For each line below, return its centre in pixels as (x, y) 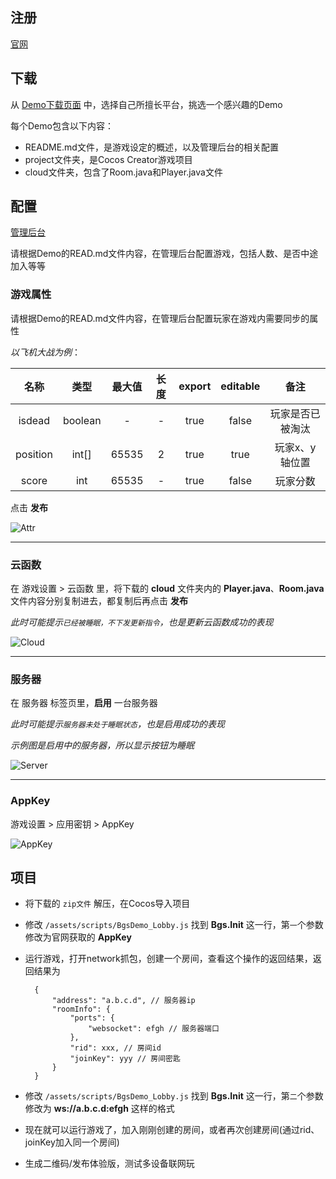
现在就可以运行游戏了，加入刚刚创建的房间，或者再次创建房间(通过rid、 (172, 1130)
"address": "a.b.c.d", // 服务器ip (123, 1001)
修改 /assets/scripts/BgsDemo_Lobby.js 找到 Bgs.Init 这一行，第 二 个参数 (174, 1096)
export (195, 386)
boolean (82, 420)
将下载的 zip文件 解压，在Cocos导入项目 (107, 904)
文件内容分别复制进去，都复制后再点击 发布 (99, 601)
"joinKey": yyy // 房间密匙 (125, 1059)
